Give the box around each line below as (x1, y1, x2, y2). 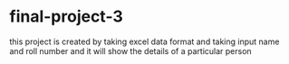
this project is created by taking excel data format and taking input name (9, 36, 280, 47)
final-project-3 (9, 6, 124, 27)
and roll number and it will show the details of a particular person (9, 45, 252, 56)
